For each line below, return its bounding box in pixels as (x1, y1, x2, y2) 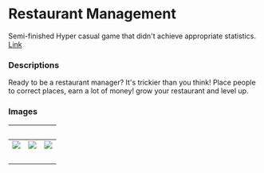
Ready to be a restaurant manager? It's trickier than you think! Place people (8, 77, 257, 88)
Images (8, 106, 38, 117)
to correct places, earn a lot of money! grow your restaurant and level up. (8, 86, 249, 96)
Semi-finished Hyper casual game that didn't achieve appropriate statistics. (8, 31, 257, 41)
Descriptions (8, 59, 60, 70)
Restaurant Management (8, 5, 177, 23)
